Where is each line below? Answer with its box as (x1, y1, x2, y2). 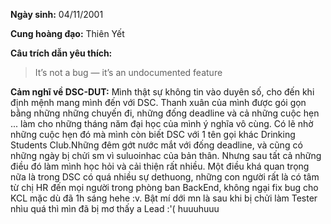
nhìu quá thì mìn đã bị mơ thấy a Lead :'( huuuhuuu (10, 203, 220, 214)
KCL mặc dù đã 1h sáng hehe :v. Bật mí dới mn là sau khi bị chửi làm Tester (10, 192, 318, 204)
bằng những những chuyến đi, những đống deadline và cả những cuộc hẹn (10, 107, 320, 119)
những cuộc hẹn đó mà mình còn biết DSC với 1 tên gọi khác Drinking (10, 129, 296, 140)
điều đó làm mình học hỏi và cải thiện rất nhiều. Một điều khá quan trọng (10, 160, 310, 172)
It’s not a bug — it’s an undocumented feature (34, 67, 223, 78)
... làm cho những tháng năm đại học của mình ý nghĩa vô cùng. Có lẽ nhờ (10, 118, 314, 129)
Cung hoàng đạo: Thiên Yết (10, 28, 125, 39)
